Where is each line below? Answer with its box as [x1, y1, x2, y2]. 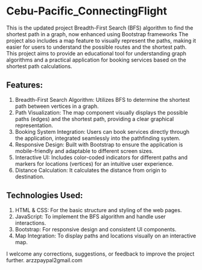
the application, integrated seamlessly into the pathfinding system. [14, 134, 181, 142]
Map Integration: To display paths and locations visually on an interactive [14, 232, 197, 239]
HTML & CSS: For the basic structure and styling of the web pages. [14, 206, 182, 213]
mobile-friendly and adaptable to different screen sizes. [14, 147, 154, 154]
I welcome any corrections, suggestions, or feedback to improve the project [6, 250, 195, 257]
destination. [14, 173, 45, 180]
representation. [14, 122, 53, 129]
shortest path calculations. [6, 62, 72, 70]
